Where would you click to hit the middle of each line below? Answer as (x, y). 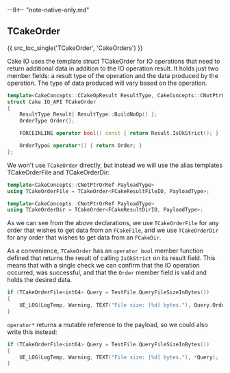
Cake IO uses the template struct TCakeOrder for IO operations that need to (114, 61)
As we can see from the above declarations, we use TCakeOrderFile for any (113, 223)
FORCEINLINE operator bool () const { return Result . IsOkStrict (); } (119, 133)
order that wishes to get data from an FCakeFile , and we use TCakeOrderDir (113, 230)
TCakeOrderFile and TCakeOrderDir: (58, 172)
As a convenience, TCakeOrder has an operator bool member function (105, 251)
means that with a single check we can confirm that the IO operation (103, 266)
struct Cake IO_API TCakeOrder (52, 102)
